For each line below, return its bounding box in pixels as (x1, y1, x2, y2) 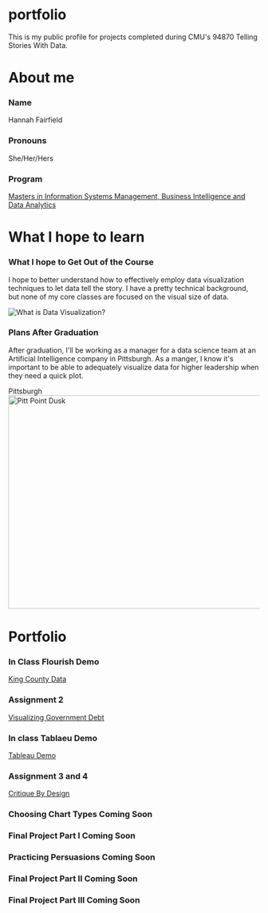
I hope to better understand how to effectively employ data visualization (8, 274, 245, 285)
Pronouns (8, 135, 47, 146)
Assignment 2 (8, 694, 64, 705)
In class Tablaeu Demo (8, 732, 98, 744)
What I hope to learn (8, 228, 145, 246)
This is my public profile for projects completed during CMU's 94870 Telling (8, 32, 258, 42)
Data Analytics (8, 200, 57, 209)
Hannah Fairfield (8, 115, 63, 125)
